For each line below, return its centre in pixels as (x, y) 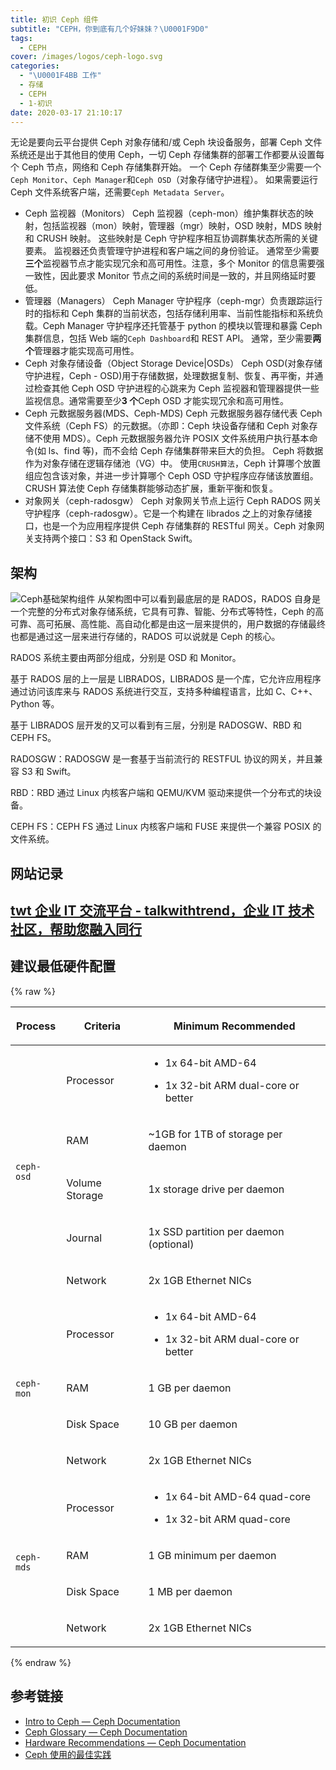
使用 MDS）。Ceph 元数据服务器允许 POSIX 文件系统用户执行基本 (176, 438)
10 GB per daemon (193, 1424)
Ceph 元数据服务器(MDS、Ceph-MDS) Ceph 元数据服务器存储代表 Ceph (173, 413)
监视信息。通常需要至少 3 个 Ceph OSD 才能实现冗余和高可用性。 (157, 401)
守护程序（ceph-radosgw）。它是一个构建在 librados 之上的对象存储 (164, 513)
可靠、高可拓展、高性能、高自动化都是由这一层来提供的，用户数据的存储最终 (168, 624)
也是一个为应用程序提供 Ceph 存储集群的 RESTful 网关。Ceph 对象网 (183, 526)
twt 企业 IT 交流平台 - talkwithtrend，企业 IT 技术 (162, 910)
